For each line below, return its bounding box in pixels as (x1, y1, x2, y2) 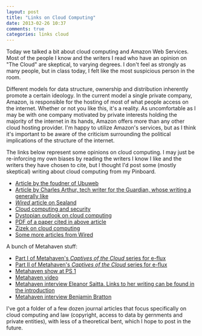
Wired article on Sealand (15, 199, 77, 206)
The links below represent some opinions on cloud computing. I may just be (6, 149, 195, 156)
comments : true (6, 25, 45, 32)
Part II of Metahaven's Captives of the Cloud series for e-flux (15, 261, 168, 268)
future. (6, 324, 23, 332)
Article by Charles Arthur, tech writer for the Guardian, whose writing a (15, 186, 192, 194)
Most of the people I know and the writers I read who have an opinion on (6, 54, 187, 62)
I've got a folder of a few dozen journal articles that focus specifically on (6, 305, 187, 312)
